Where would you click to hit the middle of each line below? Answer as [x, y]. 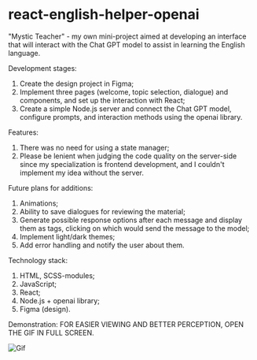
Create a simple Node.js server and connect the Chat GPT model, [125, 109]
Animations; [39, 203]
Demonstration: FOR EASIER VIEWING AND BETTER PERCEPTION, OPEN [126, 324]
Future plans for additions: [51, 187]
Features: [24, 132]
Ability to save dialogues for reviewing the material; [103, 211]
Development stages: [42, 68]
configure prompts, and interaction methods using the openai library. [131, 117]
